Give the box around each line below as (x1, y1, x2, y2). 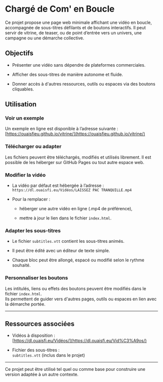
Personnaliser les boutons (5, 274, 68, 281)
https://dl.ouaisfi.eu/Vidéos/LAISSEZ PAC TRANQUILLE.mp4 (12, 188, 132, 193)
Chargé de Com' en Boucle (5, 3, 115, 15)
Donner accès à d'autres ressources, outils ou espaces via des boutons (12, 81, 156, 87)
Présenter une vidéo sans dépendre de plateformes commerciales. (12, 62, 146, 68)
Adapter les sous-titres (5, 227, 61, 234)
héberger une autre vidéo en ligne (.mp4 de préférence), (19, 206, 132, 212)
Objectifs (5, 49, 34, 57)
